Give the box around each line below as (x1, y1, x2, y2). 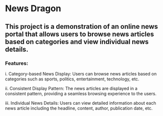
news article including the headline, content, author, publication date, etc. (5, 105, 153, 111)
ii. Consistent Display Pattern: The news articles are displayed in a (5, 85, 138, 91)
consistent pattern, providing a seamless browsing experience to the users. (5, 91, 157, 97)
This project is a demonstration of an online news (5, 22, 158, 31)
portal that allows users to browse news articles (5, 30, 154, 38)
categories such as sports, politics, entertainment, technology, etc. (5, 76, 140, 82)
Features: (5, 59, 28, 66)
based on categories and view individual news (5, 38, 149, 46)
